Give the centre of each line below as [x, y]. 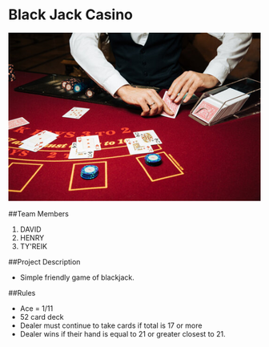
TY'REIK [34, 246]
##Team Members [39, 213]
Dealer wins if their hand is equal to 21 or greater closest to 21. [122, 333]
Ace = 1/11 [36, 308]
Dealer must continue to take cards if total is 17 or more [111, 325]
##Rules [22, 293]
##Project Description [44, 261]
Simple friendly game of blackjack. [77, 277]
